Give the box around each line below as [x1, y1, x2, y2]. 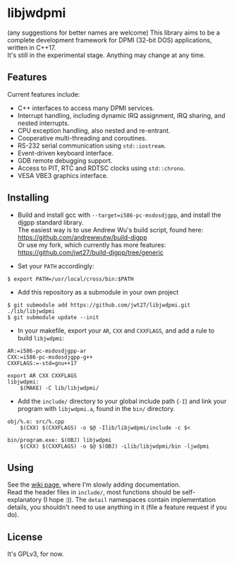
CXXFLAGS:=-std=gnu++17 [7, 359, 78, 367]
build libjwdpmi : [17, 333, 65, 342]
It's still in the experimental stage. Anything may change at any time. [7, 51, 206, 59]
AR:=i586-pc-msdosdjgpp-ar [7, 347, 87, 355]
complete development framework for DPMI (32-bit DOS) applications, [7, 35, 212, 44]
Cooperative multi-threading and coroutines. [17, 133, 147, 142]
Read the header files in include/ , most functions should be [7, 488, 181, 496]
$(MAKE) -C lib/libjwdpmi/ [20, 384, 99, 391]
